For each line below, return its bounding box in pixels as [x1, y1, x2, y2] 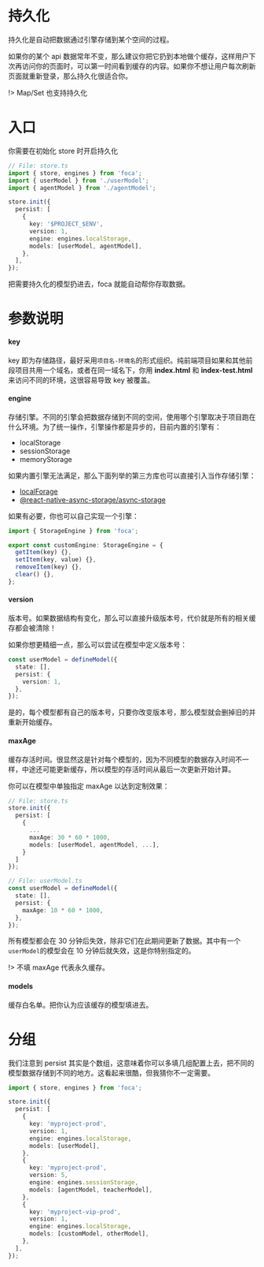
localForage [19, 486, 58, 496]
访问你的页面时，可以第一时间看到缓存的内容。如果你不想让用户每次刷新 [21, 61, 256, 71]
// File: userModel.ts [8, 877, 82, 885]
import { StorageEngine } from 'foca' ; [8, 527, 139, 535]
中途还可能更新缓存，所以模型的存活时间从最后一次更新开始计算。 [21, 764, 236, 773]
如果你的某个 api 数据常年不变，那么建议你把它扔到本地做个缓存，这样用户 [8, 51, 249, 61]
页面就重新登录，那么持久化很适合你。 [8, 71, 132, 80]
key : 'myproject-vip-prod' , [28, 1208, 122, 1216]
